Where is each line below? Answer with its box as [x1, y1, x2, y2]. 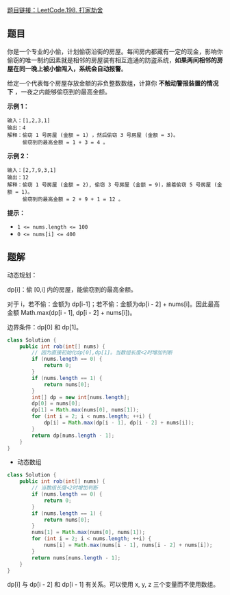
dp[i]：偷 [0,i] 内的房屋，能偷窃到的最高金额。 [7, 285, 137, 293]
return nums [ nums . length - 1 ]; [31, 554, 121, 561]
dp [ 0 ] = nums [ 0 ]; [31, 400, 81, 407]
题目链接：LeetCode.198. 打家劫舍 [7, 6, 103, 14]
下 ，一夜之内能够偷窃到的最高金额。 [7, 88, 111, 96]
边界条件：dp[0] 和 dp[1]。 [7, 322, 83, 331]
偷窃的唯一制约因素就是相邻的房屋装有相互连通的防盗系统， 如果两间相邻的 [7, 55, 217, 64]
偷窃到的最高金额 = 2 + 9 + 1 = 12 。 [22, 196, 124, 203]
